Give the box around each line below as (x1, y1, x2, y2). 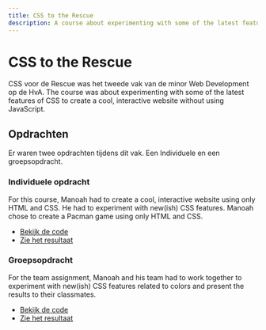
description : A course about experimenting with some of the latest (8, 19, 239, 27)
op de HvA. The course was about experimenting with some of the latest (8, 88, 245, 97)
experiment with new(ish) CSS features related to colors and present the (8, 281, 245, 290)
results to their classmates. (8, 290, 97, 299)
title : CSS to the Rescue (8, 11, 93, 20)
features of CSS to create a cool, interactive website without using (8, 96, 224, 105)
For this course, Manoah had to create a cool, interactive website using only (8, 195, 256, 204)
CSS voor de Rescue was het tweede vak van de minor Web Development (8, 79, 249, 89)
